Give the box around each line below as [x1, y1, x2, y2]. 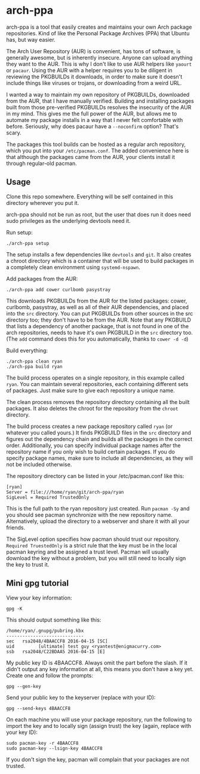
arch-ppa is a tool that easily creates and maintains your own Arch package [6, 23, 192, 30]
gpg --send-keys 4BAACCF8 [6, 705, 70, 711]
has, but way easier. [6, 36, 56, 43]
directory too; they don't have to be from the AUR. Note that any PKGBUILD [6, 316, 191, 323]
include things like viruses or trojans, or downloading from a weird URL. [6, 79, 182, 87]
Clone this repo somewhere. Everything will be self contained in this [6, 192, 173, 200]
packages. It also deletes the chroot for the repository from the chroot [6, 405, 179, 412]
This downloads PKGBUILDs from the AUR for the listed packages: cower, [6, 297, 187, 304]
